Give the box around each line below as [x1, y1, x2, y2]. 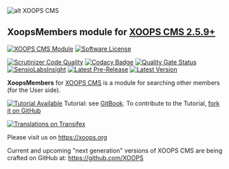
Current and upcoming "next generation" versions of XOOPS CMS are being [7, 146, 223, 155]
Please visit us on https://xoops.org [7, 133, 108, 141]
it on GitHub [7, 106, 41, 115]
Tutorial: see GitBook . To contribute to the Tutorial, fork [64, 99, 220, 107]
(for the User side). [7, 86, 61, 94]
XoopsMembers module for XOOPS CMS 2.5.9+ [7, 26, 216, 38]
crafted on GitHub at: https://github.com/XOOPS [7, 153, 144, 161]
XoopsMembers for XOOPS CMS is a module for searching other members [7, 78, 220, 87]
